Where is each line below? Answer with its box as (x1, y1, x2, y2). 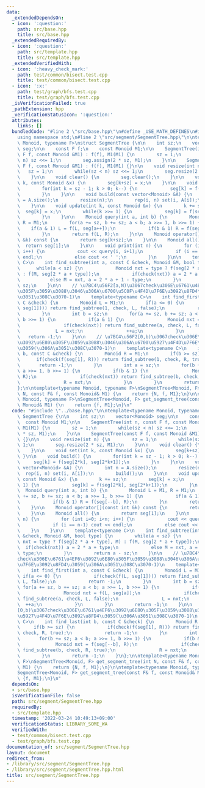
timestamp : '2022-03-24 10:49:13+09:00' (12, 715, 116, 722)
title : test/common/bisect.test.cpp (17, 77, 111, 83)
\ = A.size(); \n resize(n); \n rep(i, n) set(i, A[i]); (17, 197, 198, 203)
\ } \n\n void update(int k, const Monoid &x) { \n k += (17, 203, 195, 209)
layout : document (6, 749, 51, 756)
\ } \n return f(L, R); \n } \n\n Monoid (17, 231, 171, 237)
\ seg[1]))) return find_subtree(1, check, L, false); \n (17, 305, 165, 311)
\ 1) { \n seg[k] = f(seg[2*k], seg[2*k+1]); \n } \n (17, 482, 198, 488)
